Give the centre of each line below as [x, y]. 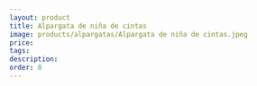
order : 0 [26, 68]
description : [34, 59]
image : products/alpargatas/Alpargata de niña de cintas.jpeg [128, 34]
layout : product [40, 17]
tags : [19, 51]
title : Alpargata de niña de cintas [78, 26]
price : [22, 43]
